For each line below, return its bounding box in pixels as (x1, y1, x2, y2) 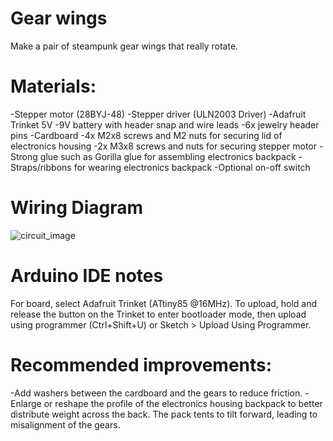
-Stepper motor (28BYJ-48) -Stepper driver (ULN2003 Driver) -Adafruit (10, 108, 307, 120)
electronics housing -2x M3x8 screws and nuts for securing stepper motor (10, 140, 318, 152)
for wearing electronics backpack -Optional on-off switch (73, 161, 311, 173)
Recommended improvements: (10, 353, 273, 376)
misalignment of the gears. (10, 418, 121, 431)
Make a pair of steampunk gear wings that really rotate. (10, 40, 239, 52)
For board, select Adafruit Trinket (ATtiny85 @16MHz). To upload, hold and (10, 297, 318, 309)
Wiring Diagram (10, 197, 144, 219)
